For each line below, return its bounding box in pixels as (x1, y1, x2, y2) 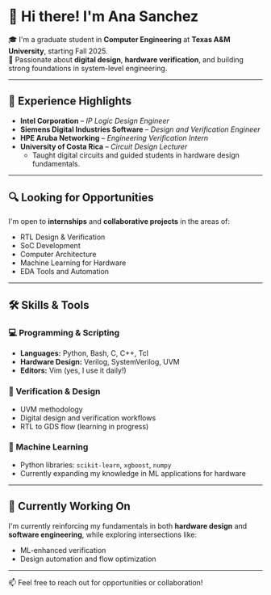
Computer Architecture (19, 249, 97, 259)
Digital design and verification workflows (19, 412, 156, 423)
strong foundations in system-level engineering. (8, 63, 168, 73)
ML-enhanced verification (19, 545, 106, 555)
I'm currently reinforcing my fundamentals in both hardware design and (8, 521, 248, 530)
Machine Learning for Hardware (19, 258, 127, 268)
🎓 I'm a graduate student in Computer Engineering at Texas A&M (8, 34, 231, 44)
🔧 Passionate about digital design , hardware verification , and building (8, 54, 244, 64)
